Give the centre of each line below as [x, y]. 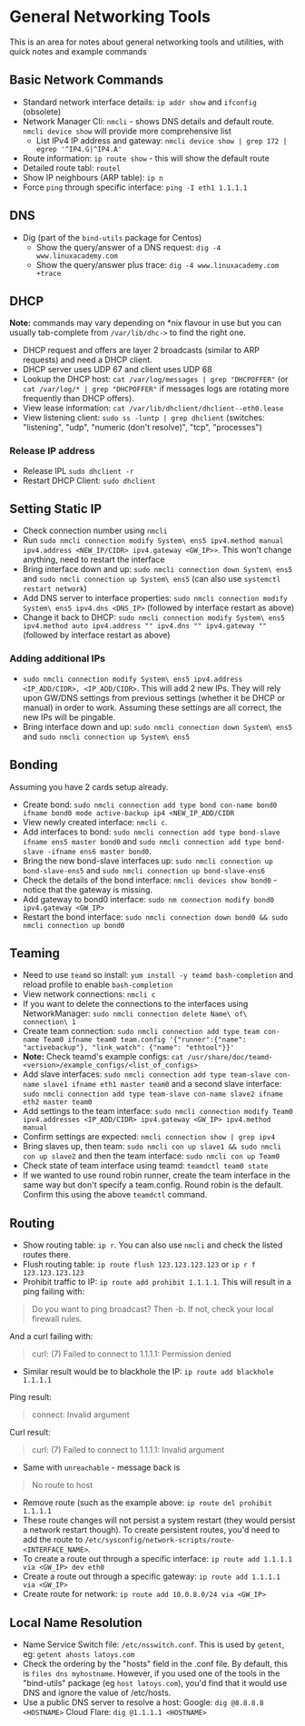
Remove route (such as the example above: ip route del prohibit [147, 1503]
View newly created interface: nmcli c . [95, 822]
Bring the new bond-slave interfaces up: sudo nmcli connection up [148, 861]
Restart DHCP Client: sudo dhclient [89, 480]
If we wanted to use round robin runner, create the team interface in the [156, 1175]
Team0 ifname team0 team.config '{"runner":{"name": [145, 1040]
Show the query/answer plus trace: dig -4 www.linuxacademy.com [157, 264]
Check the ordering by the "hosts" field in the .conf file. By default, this [155, 1664]
